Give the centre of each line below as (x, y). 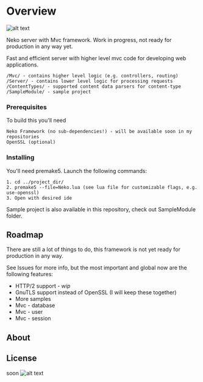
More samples (33, 299)
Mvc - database (35, 305)
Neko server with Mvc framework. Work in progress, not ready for (89, 40)
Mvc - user (29, 312)
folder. (14, 216)
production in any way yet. (40, 46)
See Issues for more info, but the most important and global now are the (97, 268)
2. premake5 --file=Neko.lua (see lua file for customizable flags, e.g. (102, 187)
